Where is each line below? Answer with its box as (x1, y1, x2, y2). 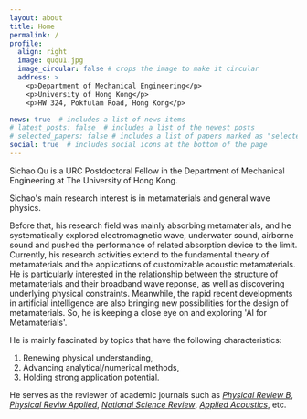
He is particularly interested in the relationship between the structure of (9, 268, 279, 279)
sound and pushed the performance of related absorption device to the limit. (9, 239, 298, 250)
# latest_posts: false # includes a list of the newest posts (9, 123, 256, 132)
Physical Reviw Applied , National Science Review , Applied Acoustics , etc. (9, 399, 287, 410)
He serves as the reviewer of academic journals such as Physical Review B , (9, 389, 294, 400)
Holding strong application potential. (22, 372, 160, 382)
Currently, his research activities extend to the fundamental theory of (9, 248, 270, 260)
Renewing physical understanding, (22, 352, 153, 363)
